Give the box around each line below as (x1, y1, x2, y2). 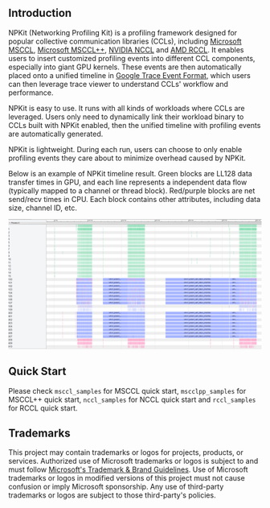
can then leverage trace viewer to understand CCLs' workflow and (8, 79, 229, 89)
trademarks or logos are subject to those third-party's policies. (8, 490, 216, 500)
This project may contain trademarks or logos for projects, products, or (8, 448, 243, 457)
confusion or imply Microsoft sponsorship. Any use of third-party (8, 482, 224, 492)
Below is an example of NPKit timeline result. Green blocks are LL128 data (8, 168, 253, 178)
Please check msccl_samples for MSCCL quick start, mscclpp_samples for (8, 386, 247, 395)
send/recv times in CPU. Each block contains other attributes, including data (8, 194, 261, 204)
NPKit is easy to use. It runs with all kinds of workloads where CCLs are (8, 103, 245, 113)
